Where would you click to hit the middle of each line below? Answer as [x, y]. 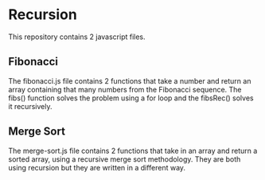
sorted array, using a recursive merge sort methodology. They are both [125, 159]
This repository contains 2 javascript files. [77, 37]
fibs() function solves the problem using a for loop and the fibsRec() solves [131, 98]
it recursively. [30, 106]
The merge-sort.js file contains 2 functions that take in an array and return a [133, 151]
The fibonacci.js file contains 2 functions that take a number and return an [130, 80]
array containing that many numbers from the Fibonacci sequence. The [125, 89]
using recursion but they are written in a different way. [97, 167]
